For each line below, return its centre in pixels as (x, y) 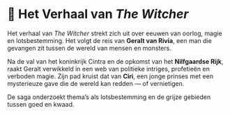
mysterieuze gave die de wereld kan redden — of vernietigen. (96, 83)
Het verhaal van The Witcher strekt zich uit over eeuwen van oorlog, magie (115, 33)
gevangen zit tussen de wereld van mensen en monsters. (90, 48)
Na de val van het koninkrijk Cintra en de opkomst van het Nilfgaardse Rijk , (115, 61)
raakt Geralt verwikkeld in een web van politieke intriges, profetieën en (109, 69)
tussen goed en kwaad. (41, 104)
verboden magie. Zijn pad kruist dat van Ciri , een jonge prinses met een (110, 76)
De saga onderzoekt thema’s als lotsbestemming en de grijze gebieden (109, 97)
